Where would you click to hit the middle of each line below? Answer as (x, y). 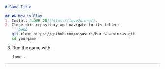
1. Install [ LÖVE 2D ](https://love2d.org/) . (51, 20)
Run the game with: (32, 48)
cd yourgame (24, 39)
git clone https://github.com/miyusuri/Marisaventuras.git (73, 34)
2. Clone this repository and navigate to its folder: (62, 25)
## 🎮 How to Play (24, 16)
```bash (19, 29)
